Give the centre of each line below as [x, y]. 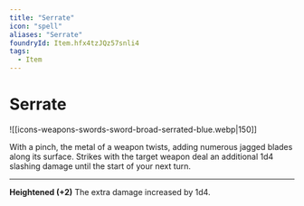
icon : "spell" [36, 26]
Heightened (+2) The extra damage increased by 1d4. [110, 192]
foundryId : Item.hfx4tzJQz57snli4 [75, 43]
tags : [19, 51]
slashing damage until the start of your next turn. [100, 166]
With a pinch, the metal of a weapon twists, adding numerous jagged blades [151, 146]
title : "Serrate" [42, 18]
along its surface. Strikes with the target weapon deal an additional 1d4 [142, 156]
